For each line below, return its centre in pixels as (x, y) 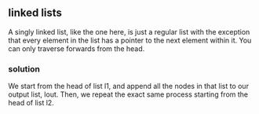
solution (24, 68)
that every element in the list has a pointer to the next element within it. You (130, 40)
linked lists (35, 13)
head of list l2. (31, 103)
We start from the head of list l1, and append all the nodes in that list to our (129, 86)
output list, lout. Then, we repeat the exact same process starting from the (128, 94)
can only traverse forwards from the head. (77, 48)
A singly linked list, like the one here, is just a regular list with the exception (129, 31)
